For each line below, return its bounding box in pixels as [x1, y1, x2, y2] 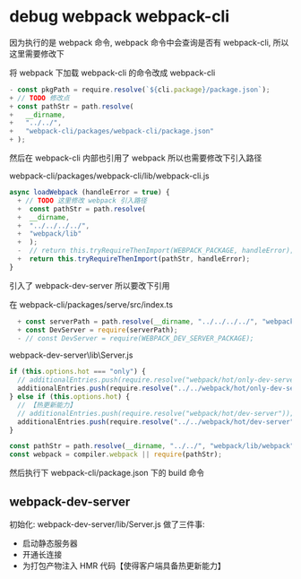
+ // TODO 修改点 [9, 93, 70, 102]
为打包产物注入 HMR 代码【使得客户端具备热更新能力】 [21, 560, 226, 571]
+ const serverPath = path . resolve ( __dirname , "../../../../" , [17, 316, 258, 326]
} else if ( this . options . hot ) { [9, 393, 130, 402]
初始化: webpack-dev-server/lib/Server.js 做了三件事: [9, 519, 205, 530]
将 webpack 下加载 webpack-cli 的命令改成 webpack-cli [9, 67, 216, 78]
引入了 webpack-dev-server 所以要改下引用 [9, 280, 170, 290]
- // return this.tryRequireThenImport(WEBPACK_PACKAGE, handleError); [17, 246, 295, 255]
